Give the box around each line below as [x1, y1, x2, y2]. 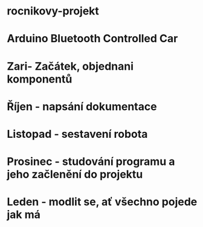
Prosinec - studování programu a [7, 155, 175, 169]
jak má [7, 208, 41, 222]
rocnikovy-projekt [7, 4, 99, 18]
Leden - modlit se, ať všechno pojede [7, 195, 198, 209]
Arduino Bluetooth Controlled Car [7, 32, 178, 46]
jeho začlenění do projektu [7, 167, 143, 181]
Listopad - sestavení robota [7, 127, 148, 141]
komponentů [7, 72, 72, 86]
